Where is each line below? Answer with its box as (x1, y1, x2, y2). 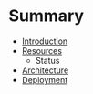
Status (35, 55, 60, 66)
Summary (8, 5, 84, 26)
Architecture (21, 65, 69, 76)
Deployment (21, 74, 68, 85)
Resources (21, 45, 63, 56)
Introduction (21, 36, 68, 47)
